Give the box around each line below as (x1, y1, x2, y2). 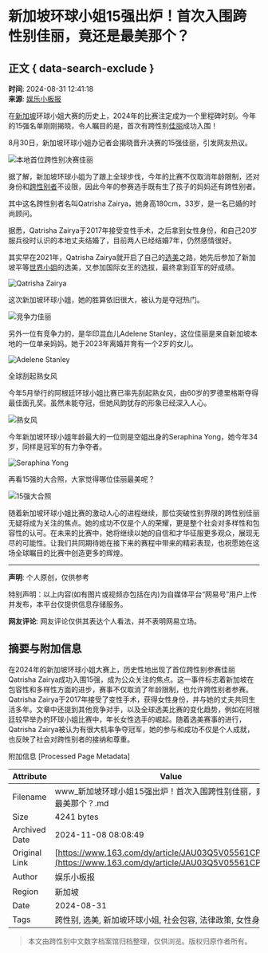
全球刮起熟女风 (8, 372, 57, 380)
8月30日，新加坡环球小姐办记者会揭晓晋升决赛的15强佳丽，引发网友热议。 (8, 138, 253, 148)
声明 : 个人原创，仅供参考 (8, 573, 89, 582)
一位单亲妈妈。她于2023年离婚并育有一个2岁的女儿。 (22, 339, 198, 348)
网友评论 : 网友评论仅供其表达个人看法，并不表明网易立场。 (8, 616, 201, 626)
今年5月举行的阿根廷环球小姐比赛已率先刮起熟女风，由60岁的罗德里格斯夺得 (8, 388, 259, 397)
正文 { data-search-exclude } (8, 61, 155, 75)
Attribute (12, 770, 48, 782)
